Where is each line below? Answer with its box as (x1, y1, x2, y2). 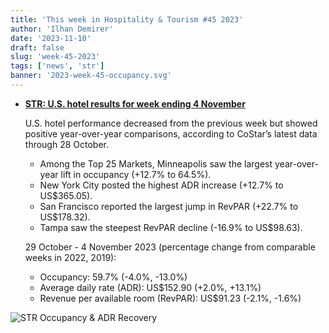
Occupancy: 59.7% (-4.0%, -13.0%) (39, 271, 188, 283)
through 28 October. (24, 138, 110, 150)
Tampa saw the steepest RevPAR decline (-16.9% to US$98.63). (39, 221, 303, 233)
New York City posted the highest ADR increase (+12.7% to (39, 179, 284, 191)
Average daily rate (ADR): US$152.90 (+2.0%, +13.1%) (39, 281, 262, 293)
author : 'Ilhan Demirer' (10, 24, 114, 34)
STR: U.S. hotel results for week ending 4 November (24, 97, 246, 110)
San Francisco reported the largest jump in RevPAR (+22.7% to (39, 200, 299, 212)
